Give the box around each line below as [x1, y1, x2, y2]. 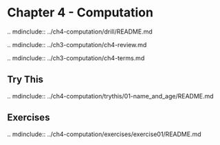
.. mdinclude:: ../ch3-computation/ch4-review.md [7, 40, 147, 49]
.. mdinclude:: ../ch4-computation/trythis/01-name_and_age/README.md [7, 92, 214, 100]
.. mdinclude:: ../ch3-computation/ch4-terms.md [7, 53, 145, 62]
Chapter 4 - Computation [7, 5, 153, 21]
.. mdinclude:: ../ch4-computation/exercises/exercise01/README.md [7, 130, 201, 138]
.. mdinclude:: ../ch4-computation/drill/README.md [7, 27, 153, 36]
